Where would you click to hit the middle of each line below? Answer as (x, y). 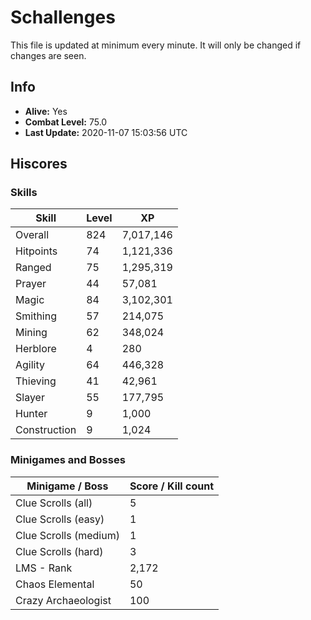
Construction (46, 430)
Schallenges (63, 17)
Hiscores (39, 164)
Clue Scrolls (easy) (60, 519)
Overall (32, 235)
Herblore (36, 349)
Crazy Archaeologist (63, 600)
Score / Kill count (171, 486)
